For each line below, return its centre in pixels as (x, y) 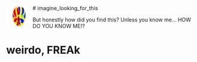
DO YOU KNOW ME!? (59, 26)
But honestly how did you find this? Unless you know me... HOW (112, 20)
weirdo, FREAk (43, 50)
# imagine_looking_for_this (65, 8)
